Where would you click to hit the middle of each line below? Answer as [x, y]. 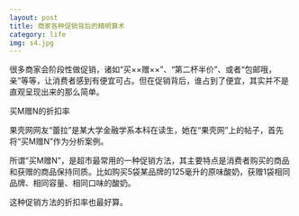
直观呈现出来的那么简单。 [57, 92]
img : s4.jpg [32, 43]
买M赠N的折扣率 [40, 111]
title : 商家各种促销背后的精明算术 [67, 26]
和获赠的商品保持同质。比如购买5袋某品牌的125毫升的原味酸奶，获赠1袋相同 [150, 172]
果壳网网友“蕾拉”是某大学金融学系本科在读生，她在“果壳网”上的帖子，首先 [146, 130]
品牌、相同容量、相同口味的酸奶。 [72, 183]
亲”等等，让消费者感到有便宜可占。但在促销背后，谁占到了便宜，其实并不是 [149, 81]
